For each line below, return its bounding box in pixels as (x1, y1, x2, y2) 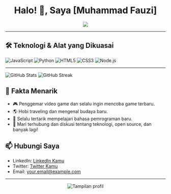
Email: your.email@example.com (12, 169, 81, 175)
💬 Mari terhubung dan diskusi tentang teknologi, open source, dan (12, 121, 152, 127)
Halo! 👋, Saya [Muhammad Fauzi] (14, 5, 157, 16)
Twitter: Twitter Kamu (12, 163, 58, 170)
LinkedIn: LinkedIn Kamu (12, 158, 65, 164)
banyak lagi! (12, 126, 38, 132)
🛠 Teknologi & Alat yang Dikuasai (5, 41, 114, 50)
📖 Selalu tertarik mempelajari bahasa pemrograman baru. (12, 116, 133, 122)
